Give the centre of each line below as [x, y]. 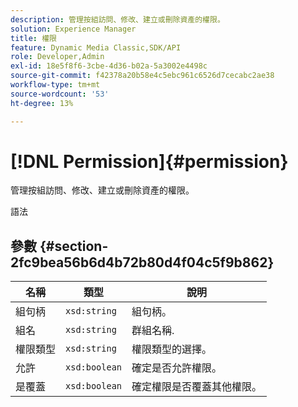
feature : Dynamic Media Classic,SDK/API [96, 47]
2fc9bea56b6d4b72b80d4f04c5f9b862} [142, 262]
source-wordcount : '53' [60, 94]
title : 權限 [33, 38]
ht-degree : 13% [42, 103]
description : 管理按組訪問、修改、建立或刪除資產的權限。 [117, 19]
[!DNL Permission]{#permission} [149, 161]
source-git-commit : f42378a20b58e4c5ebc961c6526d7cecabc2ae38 [142, 76]
